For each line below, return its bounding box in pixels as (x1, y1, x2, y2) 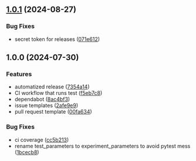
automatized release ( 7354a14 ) (14, 83, 90, 90)
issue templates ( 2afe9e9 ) (14, 102, 79, 109)
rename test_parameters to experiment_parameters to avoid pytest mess (14, 142, 191, 149)
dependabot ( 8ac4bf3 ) (14, 96, 70, 103)
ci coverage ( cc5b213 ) (14, 136, 69, 143)
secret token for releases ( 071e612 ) (14, 35, 100, 43)
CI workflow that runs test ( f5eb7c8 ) (14, 90, 103, 97)
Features (6, 70, 32, 78)
